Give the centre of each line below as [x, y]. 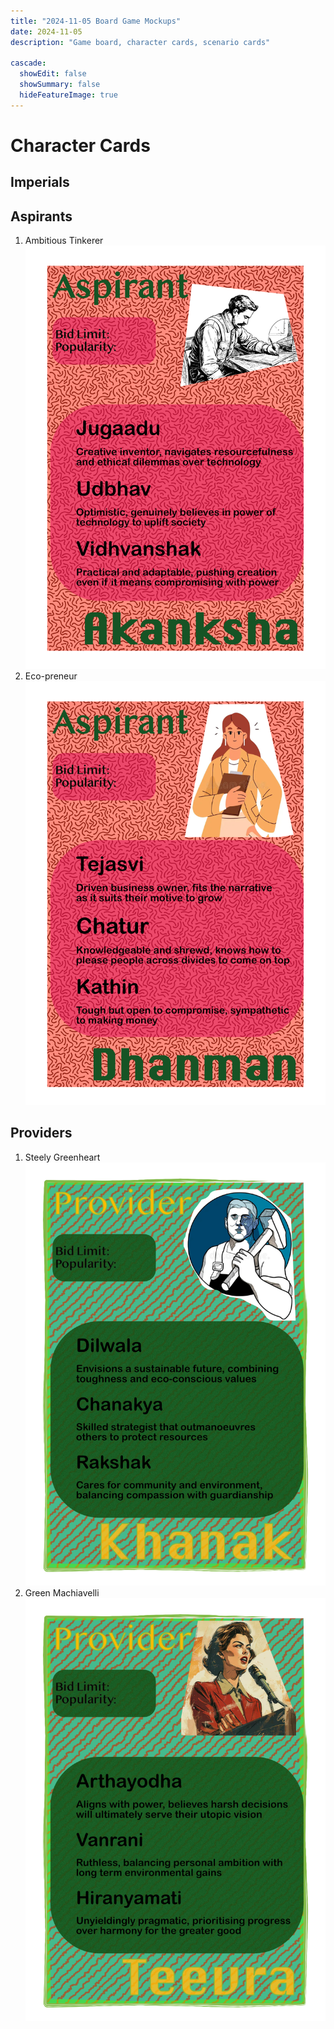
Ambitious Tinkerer [64, 241]
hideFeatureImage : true [68, 95]
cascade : [28, 63]
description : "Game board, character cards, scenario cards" [140, 42]
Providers [41, 1133]
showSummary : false [60, 85]
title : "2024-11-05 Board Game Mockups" [96, 21]
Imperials [40, 182]
